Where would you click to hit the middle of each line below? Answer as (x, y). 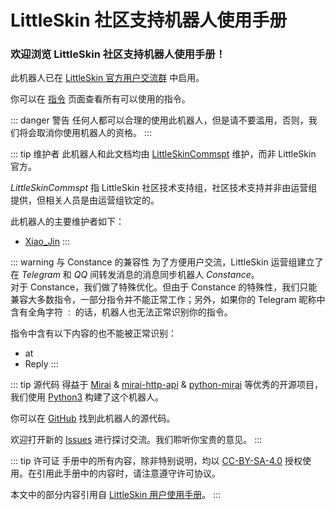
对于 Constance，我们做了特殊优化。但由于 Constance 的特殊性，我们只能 (164, 287)
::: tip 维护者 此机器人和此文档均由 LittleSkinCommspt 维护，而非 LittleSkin (163, 154)
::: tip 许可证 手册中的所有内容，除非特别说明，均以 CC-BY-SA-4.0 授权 (156, 461)
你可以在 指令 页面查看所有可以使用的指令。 (100, 99)
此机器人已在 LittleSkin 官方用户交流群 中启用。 (107, 78)
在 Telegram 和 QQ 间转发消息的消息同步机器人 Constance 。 (135, 275)
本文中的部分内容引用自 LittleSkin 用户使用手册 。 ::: (116, 495)
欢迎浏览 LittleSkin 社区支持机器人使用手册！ (118, 54)
